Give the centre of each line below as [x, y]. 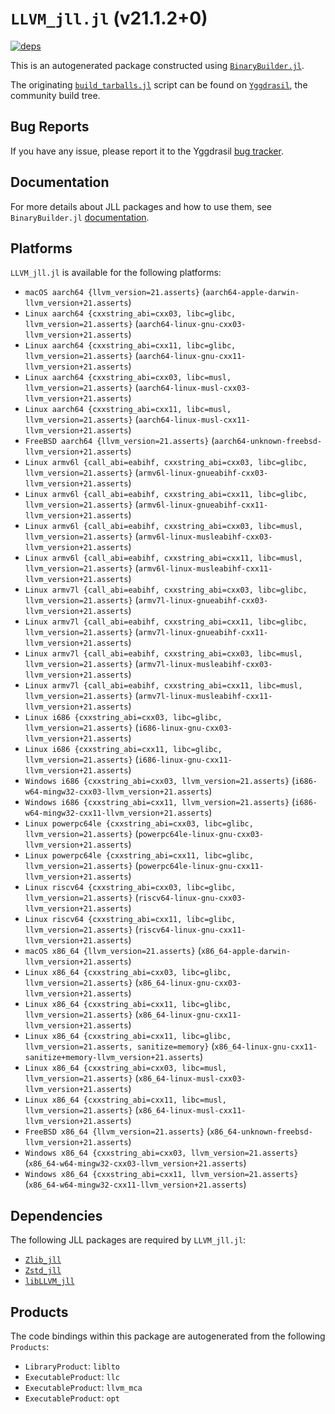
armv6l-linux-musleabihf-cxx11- [205, 569]
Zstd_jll [43, 1271]
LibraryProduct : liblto [72, 1366]
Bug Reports [50, 127]
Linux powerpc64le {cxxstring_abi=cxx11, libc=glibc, [139, 856]
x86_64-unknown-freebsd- [261, 1132]
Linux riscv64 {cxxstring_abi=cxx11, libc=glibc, [130, 920]
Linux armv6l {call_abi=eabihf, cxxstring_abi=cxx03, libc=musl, [163, 527]
